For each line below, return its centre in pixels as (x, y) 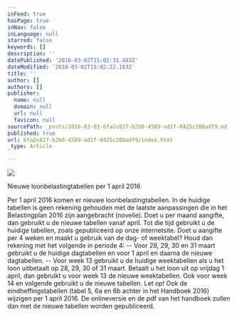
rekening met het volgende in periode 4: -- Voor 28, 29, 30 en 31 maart (111, 246)
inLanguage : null (33, 34)
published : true (31, 133)
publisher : (23, 93)
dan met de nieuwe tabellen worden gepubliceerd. (81, 306)
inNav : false (27, 27)
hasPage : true (28, 21)
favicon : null (35, 120)
